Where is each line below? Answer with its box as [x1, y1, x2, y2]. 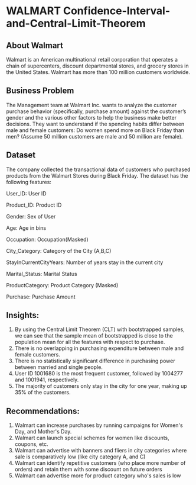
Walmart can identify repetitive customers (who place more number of [14, 460, 186, 467]
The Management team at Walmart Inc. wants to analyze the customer [6, 101, 177, 108]
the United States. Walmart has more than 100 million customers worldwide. [6, 69, 191, 75]
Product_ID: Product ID [6, 201, 62, 208]
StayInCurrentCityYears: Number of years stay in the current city [6, 259, 164, 266]
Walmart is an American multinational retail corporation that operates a [6, 56, 178, 63]
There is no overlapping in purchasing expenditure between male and [14, 345, 184, 352]
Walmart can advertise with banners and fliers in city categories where [14, 447, 187, 454]
